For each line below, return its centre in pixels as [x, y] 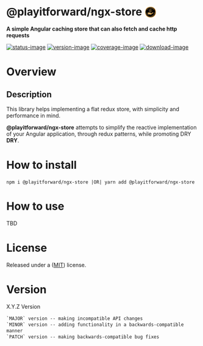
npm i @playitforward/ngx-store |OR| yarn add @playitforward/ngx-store [101, 182]
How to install [42, 165]
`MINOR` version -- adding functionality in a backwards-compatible [95, 325]
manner [15, 331]
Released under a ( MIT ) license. [46, 265]
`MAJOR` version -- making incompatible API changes [75, 318]
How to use [35, 206]
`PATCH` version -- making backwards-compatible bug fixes [83, 337]
